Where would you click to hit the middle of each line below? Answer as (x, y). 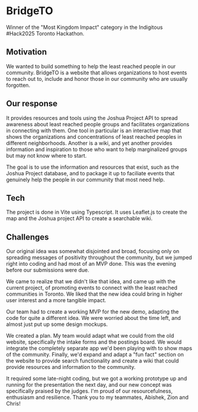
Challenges (27, 237)
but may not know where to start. (46, 155)
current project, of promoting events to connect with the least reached (92, 288)
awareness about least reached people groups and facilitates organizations (98, 124)
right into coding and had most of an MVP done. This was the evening (91, 264)
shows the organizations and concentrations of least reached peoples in (94, 136)
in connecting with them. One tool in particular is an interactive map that (94, 130)
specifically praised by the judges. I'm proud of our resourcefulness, (90, 391)
